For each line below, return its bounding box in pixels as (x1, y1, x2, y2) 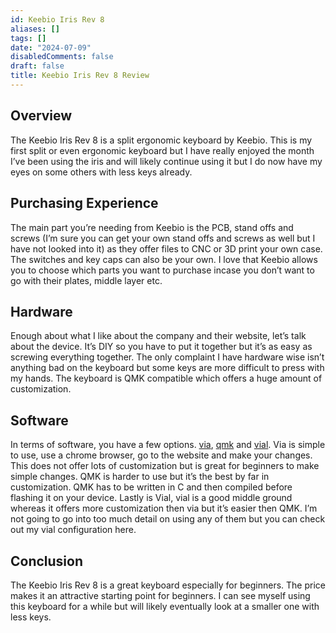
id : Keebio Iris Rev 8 (10, 14, 105, 25)
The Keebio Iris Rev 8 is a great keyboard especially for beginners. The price (10, 579, 326, 591)
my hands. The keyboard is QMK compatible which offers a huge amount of (10, 372, 323, 385)
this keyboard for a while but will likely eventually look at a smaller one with (10, 600, 320, 612)
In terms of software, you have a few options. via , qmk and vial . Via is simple (10, 439, 326, 451)
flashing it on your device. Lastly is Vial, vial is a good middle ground (10, 492, 293, 504)
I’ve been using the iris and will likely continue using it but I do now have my (10, 155, 323, 167)
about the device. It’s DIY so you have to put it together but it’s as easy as (10, 341, 313, 353)
